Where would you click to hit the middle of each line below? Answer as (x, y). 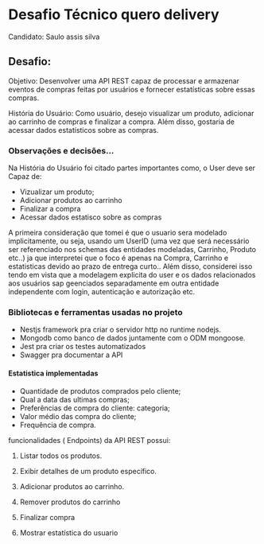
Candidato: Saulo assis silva (54, 37)
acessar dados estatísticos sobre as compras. (83, 130)
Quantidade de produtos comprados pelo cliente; (100, 391)
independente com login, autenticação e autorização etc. (102, 292)
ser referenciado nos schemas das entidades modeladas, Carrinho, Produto (132, 250)
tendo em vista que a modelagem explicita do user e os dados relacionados (132, 275)
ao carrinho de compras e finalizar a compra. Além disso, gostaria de (121, 122)
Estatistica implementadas (53, 373)
